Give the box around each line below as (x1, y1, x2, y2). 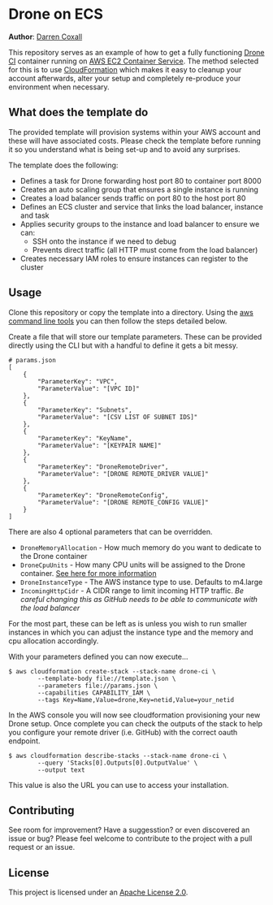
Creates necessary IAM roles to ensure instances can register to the (19, 253, 249, 263)
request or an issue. (8, 842, 76, 852)
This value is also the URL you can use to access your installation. (8, 780, 229, 790)
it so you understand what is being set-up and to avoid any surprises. (8, 144, 241, 154)
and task (19, 210, 50, 220)
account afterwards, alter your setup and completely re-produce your (8, 73, 241, 83)
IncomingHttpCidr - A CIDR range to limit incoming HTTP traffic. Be (19, 586, 245, 595)
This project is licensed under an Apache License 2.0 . (8, 887, 188, 898)
